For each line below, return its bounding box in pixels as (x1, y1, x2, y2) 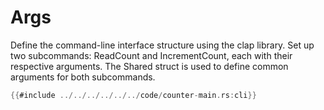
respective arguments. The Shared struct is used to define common (10, 60, 289, 72)
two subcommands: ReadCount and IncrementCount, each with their (10, 49, 293, 61)
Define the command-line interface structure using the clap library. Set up (10, 39, 315, 51)
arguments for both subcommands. (10, 71, 156, 83)
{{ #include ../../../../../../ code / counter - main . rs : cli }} (10, 90, 257, 100)
